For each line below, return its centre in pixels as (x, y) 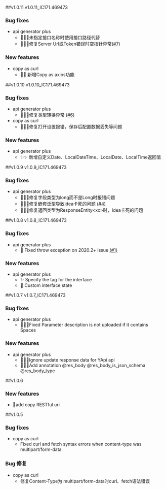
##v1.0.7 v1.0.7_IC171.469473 (35, 295)
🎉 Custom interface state (46, 285)
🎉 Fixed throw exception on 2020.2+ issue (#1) (69, 250)
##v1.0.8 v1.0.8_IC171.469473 (36, 220)
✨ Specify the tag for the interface (56, 280)
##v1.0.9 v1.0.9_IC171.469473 (36, 168)
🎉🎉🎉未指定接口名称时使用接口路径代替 (60, 38)
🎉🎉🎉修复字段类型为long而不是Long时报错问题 (68, 198)
